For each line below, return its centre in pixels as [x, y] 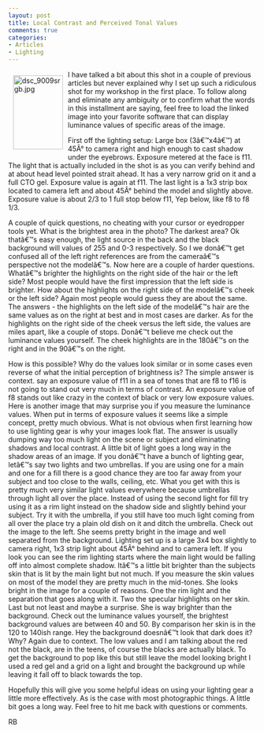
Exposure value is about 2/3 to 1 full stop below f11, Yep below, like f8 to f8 [129, 199]
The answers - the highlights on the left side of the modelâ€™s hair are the [129, 306]
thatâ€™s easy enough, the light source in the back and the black [113, 239]
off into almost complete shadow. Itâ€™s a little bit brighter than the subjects [132, 565]
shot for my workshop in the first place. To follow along [157, 91]
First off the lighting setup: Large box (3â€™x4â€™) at [154, 140]
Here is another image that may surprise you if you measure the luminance [129, 406]
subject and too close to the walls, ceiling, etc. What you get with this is [124, 481]
